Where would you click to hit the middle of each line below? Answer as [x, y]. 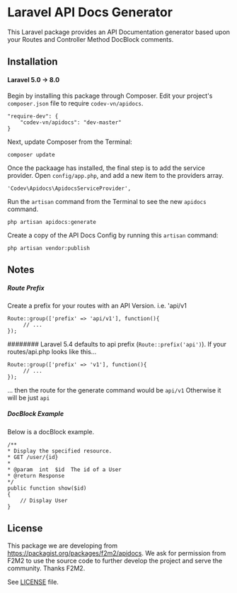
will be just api [29, 397]
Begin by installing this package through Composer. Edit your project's [110, 96]
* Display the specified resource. [60, 451]
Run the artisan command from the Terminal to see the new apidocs [107, 201]
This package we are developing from [63, 546]
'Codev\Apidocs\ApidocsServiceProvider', [69, 188]
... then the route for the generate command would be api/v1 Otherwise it [114, 390]
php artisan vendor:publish [49, 248]
